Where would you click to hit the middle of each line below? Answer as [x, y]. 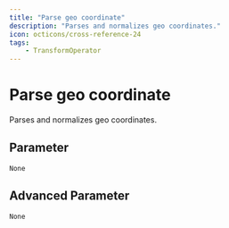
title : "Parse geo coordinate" [67, 17]
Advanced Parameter [70, 196]
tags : [19, 42]
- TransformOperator [63, 51]
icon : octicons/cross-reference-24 [75, 34]
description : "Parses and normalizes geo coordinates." [115, 26]
